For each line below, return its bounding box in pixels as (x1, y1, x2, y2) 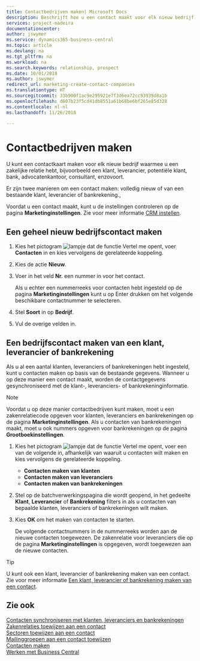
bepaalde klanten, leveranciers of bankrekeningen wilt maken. (14, 504, 169, 511)
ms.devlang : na (6, 48, 44, 54)
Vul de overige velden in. (14, 320, 77, 328)
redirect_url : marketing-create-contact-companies (6, 82, 135, 88)
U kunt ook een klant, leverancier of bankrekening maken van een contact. (6, 570, 190, 577)
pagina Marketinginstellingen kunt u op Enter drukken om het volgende (14, 291, 193, 298)
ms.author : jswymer (6, 76, 55, 82)
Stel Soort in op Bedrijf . (14, 309, 74, 316)
